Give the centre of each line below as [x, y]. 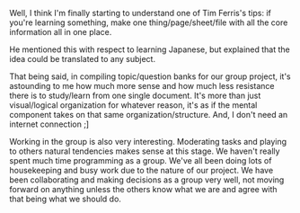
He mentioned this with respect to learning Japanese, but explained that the [150, 49]
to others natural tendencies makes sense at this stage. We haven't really [145, 151]
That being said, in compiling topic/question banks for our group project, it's [150, 76]
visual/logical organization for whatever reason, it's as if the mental [133, 105]
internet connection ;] [49, 124]
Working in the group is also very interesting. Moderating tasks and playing [148, 142]
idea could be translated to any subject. [82, 59]
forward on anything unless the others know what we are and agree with [143, 189]
